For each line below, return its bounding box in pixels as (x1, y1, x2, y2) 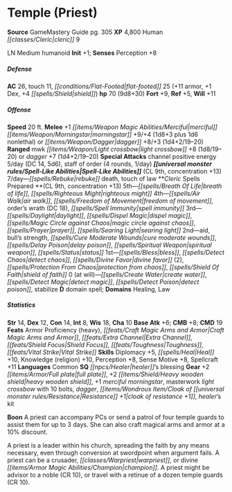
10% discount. (7, 427, 48, 436)
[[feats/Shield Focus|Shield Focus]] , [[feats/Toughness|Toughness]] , (7, 340, 204, 348)
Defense (7, 65, 33, 73)
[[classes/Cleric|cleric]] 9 (7, 35, 80, 43)
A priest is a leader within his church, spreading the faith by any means (7, 441, 210, 449)
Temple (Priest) (7, 5, 98, 21)
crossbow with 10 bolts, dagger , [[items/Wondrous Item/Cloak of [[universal (7, 384, 224, 393)
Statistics (7, 300, 36, 309)
